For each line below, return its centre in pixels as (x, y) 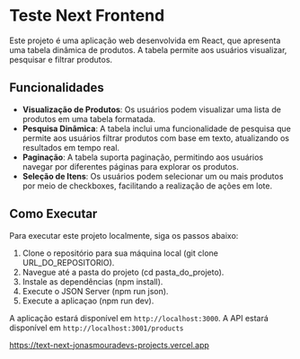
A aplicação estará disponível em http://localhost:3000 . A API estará (139, 318)
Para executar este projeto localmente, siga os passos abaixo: (124, 235)
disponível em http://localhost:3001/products (97, 328)
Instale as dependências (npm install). (93, 281)
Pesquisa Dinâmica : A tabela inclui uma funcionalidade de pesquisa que (157, 128)
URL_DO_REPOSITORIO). (68, 262)
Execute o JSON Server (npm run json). (95, 291)
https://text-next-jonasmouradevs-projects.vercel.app (109, 345)
